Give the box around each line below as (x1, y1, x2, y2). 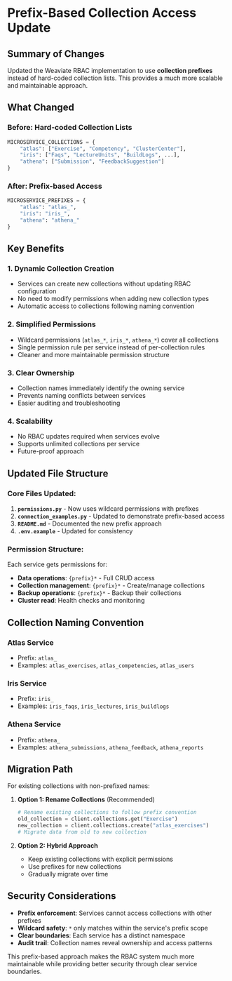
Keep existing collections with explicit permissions (27, 855, 174, 863)
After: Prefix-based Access (7, 181, 103, 191)
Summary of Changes (7, 48, 105, 60)
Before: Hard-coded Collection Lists (7, 123, 132, 133)
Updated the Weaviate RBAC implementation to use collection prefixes (7, 67, 213, 74)
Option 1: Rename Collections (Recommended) (17, 795, 156, 804)
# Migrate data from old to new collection (17, 829, 147, 836)
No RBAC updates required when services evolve (17, 432, 160, 441)
